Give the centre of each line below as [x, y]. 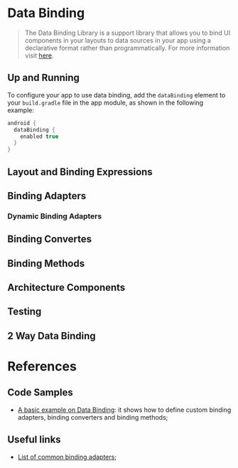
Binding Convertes [50, 239]
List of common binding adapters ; [67, 457]
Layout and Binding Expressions [80, 172]
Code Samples [40, 393]
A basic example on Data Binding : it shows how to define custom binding [124, 410]
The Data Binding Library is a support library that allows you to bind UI [128, 33]
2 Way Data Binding [52, 336]
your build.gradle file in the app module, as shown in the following [106, 102]
